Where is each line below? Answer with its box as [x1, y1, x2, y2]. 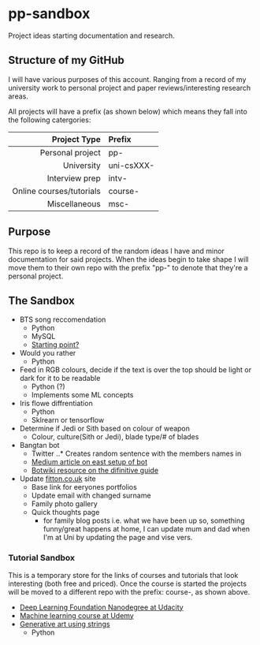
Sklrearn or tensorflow [31, 416, 105, 425]
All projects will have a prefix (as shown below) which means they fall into [8, 106, 248, 116]
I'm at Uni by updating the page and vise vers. [43, 533, 193, 542]
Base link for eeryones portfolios [31, 483, 138, 492]
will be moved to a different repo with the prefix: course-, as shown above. [8, 587, 251, 596]
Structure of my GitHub [8, 54, 124, 67]
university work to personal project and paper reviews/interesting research [8, 83, 251, 92]
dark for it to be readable [19, 374, 101, 383]
